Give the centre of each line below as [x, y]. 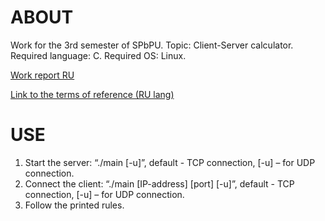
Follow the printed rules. [74, 205]
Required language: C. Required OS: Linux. [98, 55]
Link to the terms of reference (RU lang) [92, 94]
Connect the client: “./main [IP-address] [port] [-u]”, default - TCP [159, 183]
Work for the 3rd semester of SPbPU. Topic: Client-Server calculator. [152, 45]
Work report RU [42, 75]
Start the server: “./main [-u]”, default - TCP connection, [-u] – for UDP [170, 162]
